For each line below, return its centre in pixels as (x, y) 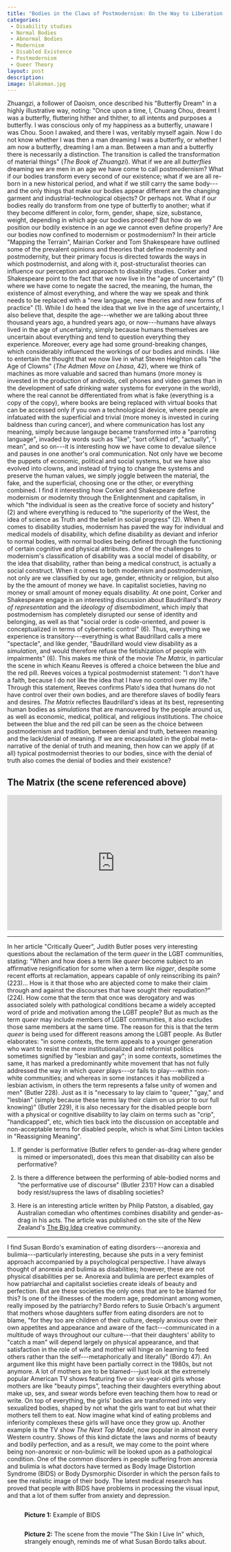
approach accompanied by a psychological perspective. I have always (107, 1262)
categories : (24, 20)
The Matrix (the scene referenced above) (97, 782)
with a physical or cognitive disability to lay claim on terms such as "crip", (111, 1115)
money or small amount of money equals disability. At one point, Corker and (114, 592)
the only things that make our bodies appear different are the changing (120, 191)
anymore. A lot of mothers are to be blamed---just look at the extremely (109, 1371)
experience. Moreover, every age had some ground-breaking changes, (108, 344)
